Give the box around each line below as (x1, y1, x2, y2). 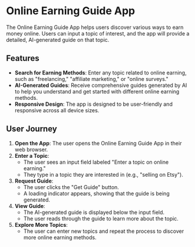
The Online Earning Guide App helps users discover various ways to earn (6, 24, 184, 31)
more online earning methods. (23, 233, 97, 240)
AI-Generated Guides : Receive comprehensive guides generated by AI (14, 82, 187, 89)
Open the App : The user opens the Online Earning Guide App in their (14, 139, 182, 147)
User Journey (6, 124, 57, 134)
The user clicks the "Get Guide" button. (23, 183, 120, 190)
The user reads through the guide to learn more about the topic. (23, 214, 179, 222)
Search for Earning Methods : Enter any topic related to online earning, (14, 69, 187, 76)
